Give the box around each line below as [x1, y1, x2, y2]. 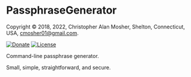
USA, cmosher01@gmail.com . [6, 29, 79, 36]
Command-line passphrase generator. [6, 52, 99, 59]
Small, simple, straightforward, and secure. [6, 63, 111, 71]
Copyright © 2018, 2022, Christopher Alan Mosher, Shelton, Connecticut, [6, 23, 185, 30]
